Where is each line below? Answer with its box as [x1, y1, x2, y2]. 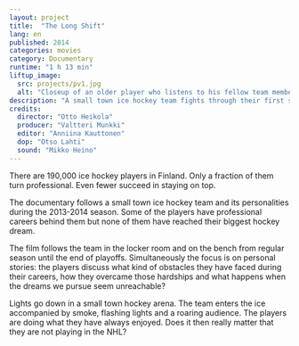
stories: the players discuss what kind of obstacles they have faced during [9, 261, 282, 272]
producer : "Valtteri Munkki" [17, 121, 125, 130]
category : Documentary [9, 54, 93, 63]
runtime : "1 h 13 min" [9, 63, 93, 72]
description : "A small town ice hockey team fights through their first [9, 95, 285, 105]
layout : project [9, 12, 69, 22]
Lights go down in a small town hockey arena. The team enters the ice [9, 298, 266, 309]
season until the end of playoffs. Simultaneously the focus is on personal [9, 251, 276, 263]
